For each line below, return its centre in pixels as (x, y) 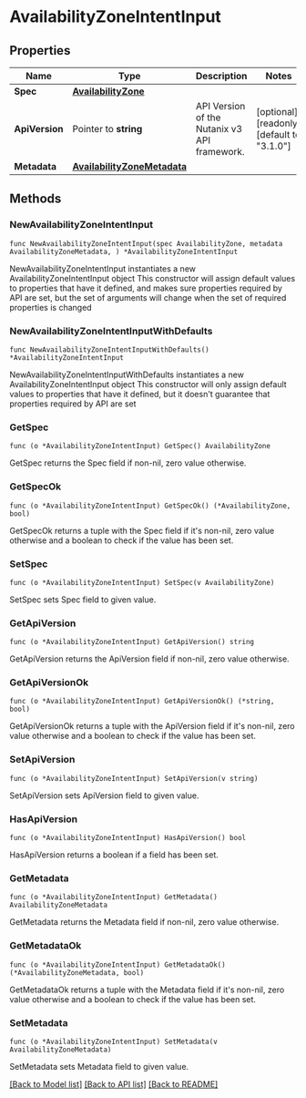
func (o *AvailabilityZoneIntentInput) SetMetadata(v (114, 1042)
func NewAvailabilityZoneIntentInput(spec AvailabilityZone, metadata (146, 243)
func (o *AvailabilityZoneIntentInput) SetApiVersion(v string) (134, 778)
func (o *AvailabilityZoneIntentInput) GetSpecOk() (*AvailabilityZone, (150, 506)
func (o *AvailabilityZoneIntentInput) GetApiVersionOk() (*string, (142, 702)
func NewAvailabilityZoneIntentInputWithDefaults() (109, 349)
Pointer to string (107, 129)
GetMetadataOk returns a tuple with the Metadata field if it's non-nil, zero (147, 990)
